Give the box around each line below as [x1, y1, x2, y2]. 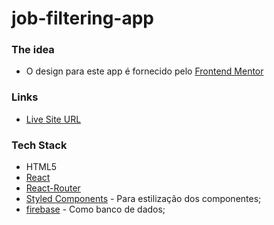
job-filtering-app [11, 7, 155, 30]
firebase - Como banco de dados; [25, 203, 166, 216]
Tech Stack [11, 138, 68, 152]
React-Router [25, 182, 81, 194]
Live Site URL [25, 113, 82, 125]
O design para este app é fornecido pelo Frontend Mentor [25, 65, 264, 77]
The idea [11, 43, 55, 57]
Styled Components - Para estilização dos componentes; [25, 193, 262, 205]
